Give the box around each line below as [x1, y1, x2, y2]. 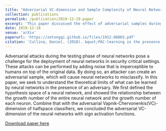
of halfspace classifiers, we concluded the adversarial [27, 105, 137, 111]
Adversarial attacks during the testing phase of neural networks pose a [5, 53, 150, 59]
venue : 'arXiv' [5, 30, 37, 35]
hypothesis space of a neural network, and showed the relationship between [5, 89, 161, 95]
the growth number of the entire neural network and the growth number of [5, 95, 157, 101]
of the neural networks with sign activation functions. [27, 111, 136, 117]
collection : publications [5, 12, 58, 17]
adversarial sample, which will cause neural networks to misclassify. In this [5, 74, 158, 80]
